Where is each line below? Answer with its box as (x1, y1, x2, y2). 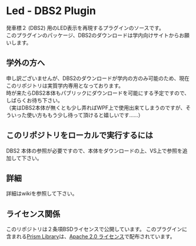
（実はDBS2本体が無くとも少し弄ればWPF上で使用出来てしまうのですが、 (6, 104, 186, 111)
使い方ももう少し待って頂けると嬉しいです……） (26, 111, 144, 118)
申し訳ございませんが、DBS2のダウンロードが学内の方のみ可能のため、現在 (6, 75, 190, 82)
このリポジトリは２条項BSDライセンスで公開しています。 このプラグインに (6, 225, 188, 233)
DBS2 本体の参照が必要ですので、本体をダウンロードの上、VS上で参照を (6, 147, 182, 154)
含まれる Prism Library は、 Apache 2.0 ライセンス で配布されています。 (6, 233, 175, 240)
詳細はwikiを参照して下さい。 (6, 190, 78, 197)
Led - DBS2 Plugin (6, 4, 96, 18)
